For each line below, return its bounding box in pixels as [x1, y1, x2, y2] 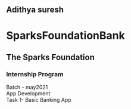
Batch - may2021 [6, 83, 48, 91]
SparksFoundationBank [6, 29, 125, 42]
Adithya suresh [6, 5, 64, 15]
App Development [6, 90, 51, 97]
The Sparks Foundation [6, 52, 95, 62]
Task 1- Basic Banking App [6, 96, 71, 104]
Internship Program [6, 70, 64, 78]
